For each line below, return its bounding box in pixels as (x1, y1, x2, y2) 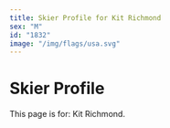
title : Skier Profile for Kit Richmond (9, 13, 162, 23)
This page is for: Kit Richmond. (9, 109, 126, 120)
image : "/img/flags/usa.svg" (9, 38, 121, 48)
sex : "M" (9, 22, 43, 31)
